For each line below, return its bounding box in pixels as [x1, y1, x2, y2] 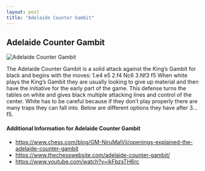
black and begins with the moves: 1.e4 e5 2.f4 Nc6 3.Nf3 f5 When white [6, 71, 188, 79]
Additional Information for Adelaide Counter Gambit [6, 125, 141, 132]
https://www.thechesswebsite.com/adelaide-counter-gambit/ [15, 151, 170, 159]
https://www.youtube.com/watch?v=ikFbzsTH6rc [15, 158, 140, 165]
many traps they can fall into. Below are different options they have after [6, 104, 188, 112]
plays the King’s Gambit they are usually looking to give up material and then [6, 78, 199, 85]
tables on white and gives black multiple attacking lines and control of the [6, 91, 192, 98]
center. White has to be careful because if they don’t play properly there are [6, 98, 198, 105]
